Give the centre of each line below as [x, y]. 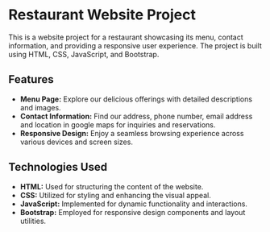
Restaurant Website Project [102, 15]
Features [31, 79]
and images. [41, 107]
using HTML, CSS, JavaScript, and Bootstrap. [84, 54]
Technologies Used [58, 167]
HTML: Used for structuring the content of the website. [112, 186]
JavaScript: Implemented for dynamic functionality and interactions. [134, 204]
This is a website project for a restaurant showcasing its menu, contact [126, 37]
